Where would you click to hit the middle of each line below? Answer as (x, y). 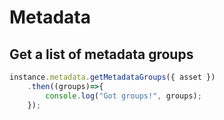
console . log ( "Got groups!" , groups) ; (123, 96)
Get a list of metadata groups (101, 54)
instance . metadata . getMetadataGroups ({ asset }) (112, 77)
